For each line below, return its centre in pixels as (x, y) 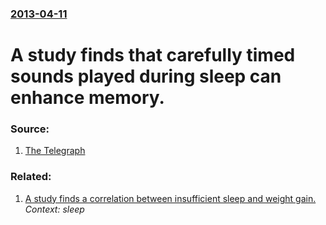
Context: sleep (54, 209)
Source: (30, 129)
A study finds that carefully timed (153, 55)
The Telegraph (55, 151)
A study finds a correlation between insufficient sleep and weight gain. (170, 198)
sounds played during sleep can (146, 76)
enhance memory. (87, 98)
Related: (31, 177)
